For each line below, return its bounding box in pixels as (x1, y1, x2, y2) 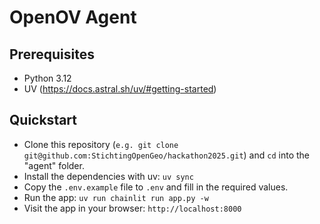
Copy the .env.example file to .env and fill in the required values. (23, 181, 289, 193)
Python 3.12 (23, 72, 72, 84)
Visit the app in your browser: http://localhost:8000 (23, 202, 242, 214)
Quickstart (9, 112, 78, 129)
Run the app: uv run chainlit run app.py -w (23, 191, 209, 203)
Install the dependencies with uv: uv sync (23, 170, 194, 182)
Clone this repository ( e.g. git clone (23, 138, 179, 150)
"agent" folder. (23, 159, 85, 171)
